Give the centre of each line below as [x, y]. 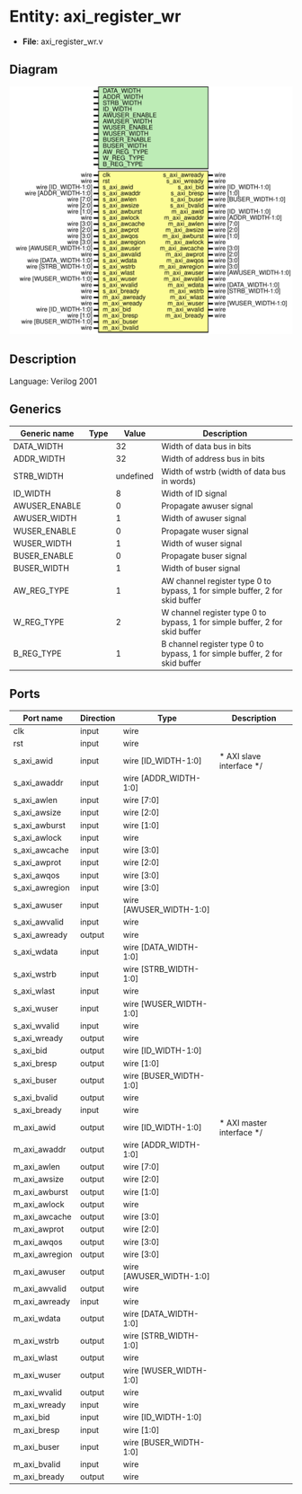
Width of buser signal [201, 569]
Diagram [34, 70]
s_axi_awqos [36, 875]
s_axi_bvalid [36, 1098]
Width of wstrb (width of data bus [223, 471]
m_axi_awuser [39, 1271]
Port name [43, 718]
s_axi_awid [33, 761]
